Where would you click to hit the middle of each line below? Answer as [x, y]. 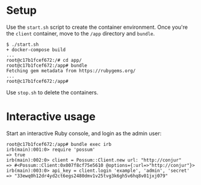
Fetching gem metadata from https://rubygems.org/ [71, 71]
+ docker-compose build [36, 50]
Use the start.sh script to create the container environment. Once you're [97, 27]
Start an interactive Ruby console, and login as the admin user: [84, 133]
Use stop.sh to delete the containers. [52, 92]
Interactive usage [51, 117]
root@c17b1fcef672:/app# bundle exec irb [59, 144]
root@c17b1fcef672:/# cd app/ [44, 60]
